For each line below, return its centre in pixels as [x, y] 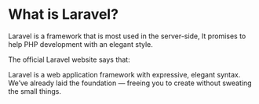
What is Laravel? [64, 14]
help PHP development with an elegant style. [80, 44]
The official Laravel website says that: [69, 59]
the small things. [35, 91]
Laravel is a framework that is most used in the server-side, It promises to [127, 36]
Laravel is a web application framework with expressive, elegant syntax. [124, 74]
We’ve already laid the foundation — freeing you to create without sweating [130, 83]
